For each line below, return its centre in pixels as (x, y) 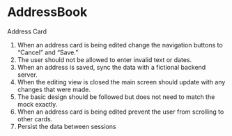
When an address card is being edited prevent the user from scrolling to (121, 112)
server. (28, 75)
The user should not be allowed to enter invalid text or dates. (105, 59)
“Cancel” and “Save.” (48, 52)
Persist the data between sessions (67, 126)
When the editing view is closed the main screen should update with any (121, 82)
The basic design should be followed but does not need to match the (116, 97)
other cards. (35, 119)
